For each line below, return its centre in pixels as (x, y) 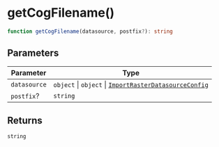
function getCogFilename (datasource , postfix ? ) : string (90, 31)
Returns (25, 121)
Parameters (33, 53)
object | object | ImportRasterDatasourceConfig (131, 84)
